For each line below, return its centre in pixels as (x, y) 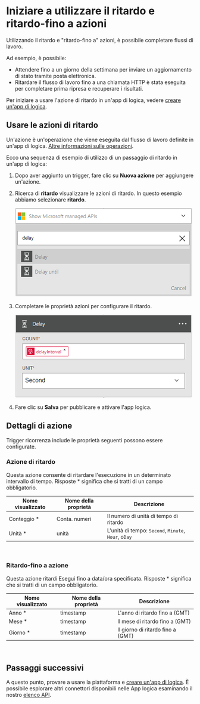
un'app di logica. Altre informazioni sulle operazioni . (70, 146)
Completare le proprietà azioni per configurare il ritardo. (83, 306)
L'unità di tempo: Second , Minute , (146, 530)
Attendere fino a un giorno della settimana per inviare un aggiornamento (103, 69)
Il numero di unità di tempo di (143, 516)
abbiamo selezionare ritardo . (50, 199)
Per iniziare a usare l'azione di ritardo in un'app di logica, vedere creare (94, 100)
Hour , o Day (119, 536)
